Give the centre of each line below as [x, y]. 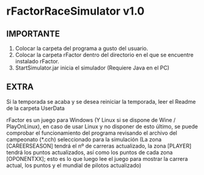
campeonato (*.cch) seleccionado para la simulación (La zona [84, 139]
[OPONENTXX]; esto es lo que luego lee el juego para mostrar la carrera [97, 159]
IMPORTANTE [33, 34]
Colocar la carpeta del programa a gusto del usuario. [82, 48]
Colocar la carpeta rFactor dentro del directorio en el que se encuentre [104, 55]
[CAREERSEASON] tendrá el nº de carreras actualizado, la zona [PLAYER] [99, 146]
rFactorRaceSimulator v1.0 [75, 11]
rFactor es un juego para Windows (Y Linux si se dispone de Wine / [91, 120]
